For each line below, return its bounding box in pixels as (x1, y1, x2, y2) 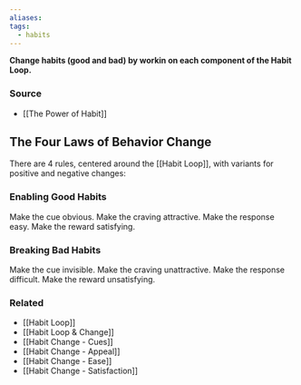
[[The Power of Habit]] (22, 108, 107, 119)
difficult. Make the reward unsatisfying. (9, 274, 156, 285)
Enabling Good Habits (9, 191, 107, 203)
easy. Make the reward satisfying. (9, 221, 136, 232)
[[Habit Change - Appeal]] (22, 346, 121, 357)
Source (9, 87, 43, 100)
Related (9, 297, 44, 309)
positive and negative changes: (9, 168, 127, 179)
